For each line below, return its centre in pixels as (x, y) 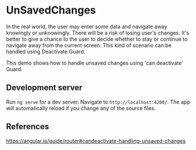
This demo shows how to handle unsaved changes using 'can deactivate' (95, 63)
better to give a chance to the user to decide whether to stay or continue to (97, 39)
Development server (44, 88)
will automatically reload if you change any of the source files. (81, 108)
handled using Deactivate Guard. (46, 51)
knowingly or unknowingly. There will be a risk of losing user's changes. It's (98, 32)
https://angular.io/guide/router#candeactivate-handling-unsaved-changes (96, 141)
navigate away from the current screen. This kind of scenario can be (89, 45)
